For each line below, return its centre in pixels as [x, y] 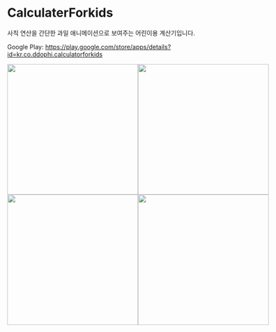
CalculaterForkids [60, 13]
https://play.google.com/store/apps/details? [108, 47]
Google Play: [25, 47]
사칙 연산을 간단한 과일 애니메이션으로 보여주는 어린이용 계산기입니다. [101, 33]
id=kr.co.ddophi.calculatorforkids [55, 54]
